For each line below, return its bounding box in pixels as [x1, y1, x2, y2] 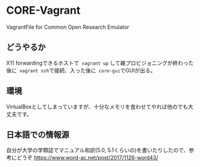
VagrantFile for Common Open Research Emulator [6, 23, 130, 31]
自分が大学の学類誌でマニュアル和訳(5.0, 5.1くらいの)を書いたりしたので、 [6, 147, 189, 154]
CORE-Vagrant [6, 4, 81, 17]
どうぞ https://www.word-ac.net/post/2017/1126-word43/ [16, 154, 159, 162]
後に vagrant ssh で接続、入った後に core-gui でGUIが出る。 [6, 66, 156, 74]
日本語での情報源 [6, 129, 69, 139]
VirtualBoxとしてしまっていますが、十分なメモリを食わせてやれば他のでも [6, 103, 189, 110]
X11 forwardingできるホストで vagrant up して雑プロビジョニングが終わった [6, 59, 194, 66]
